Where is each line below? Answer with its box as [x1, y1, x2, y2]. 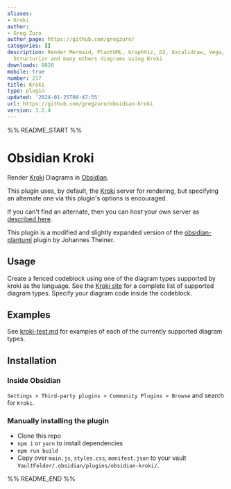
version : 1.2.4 [7, 107, 51, 114]
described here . [7, 214, 53, 223]
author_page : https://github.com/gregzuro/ [7, 36, 135, 43]
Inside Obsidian [7, 375, 61, 385]
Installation [7, 354, 57, 366]
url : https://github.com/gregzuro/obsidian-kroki [7, 101, 154, 108]
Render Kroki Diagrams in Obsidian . [7, 173, 109, 181]
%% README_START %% [7, 126, 82, 134]
